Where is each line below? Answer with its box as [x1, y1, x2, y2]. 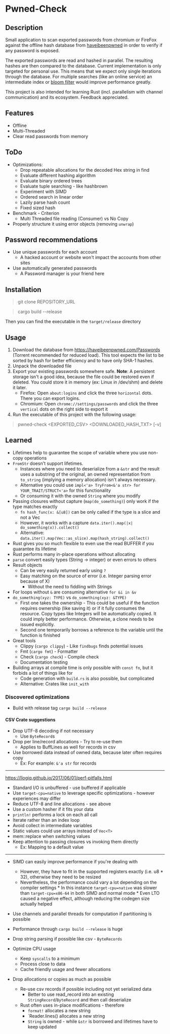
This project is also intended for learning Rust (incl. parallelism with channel [5, 89, 163, 95]
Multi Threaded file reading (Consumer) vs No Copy [20, 215, 129, 222]
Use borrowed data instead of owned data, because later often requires [12, 749, 162, 756]
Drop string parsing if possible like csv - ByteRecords [12, 936, 122, 942]
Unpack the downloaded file [12, 363, 72, 369]
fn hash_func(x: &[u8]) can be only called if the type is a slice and [20, 509, 160, 515]
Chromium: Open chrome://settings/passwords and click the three [20, 401, 158, 407]
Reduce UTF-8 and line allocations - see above [12, 801, 111, 807]
